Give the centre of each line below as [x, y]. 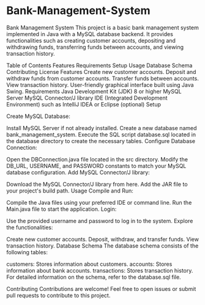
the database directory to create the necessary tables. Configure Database [101, 141]
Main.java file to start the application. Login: [61, 209]
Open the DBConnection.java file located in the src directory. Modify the [97, 159]
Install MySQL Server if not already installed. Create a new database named [102, 128]
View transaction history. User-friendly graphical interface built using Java [100, 85]
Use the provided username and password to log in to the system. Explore [100, 221]
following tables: [27, 252]
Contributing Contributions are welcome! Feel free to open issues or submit [101, 288]
